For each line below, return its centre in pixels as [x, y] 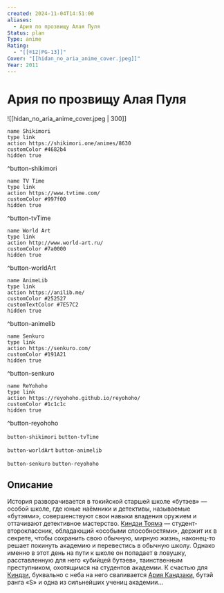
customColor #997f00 [37, 199]
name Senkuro [26, 336]
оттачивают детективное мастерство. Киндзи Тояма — [89, 524]
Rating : [18, 46]
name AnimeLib [28, 280]
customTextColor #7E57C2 [43, 304]
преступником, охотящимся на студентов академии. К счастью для [108, 567]
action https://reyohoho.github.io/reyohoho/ [74, 398]
